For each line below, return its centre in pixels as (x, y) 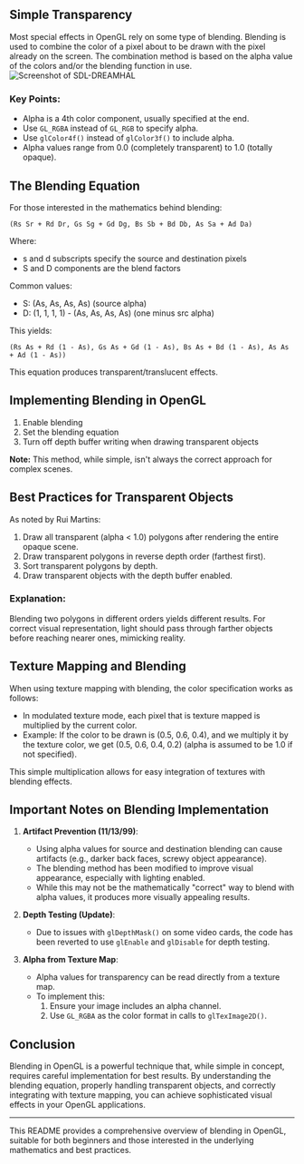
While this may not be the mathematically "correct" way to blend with (165, 887)
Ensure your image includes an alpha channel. (135, 1006)
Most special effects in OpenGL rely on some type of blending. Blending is (148, 36)
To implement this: (71, 996)
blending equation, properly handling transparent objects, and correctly (142, 1086)
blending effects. (41, 781)
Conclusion (43, 1044)
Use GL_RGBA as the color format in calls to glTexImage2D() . (158, 1016)
